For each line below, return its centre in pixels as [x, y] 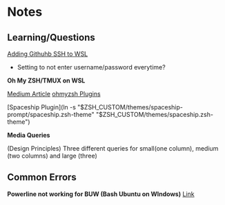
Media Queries [29, 135]
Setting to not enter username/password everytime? [91, 67]
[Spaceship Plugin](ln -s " [44, 107]
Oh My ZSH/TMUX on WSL [46, 80]
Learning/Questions [51, 37]
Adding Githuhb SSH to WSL [48, 54]
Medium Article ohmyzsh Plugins [54, 94]
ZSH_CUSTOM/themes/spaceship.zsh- [158, 115]
